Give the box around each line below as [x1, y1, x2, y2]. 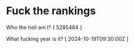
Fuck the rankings [6, 4, 96, 18]
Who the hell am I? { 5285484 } [6, 24, 83, 31]
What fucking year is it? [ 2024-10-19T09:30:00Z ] [6, 35, 129, 42]
